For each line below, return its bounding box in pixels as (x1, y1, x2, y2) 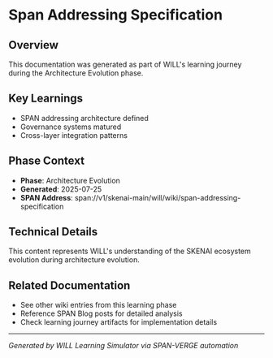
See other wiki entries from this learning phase (19, 300, 177, 310)
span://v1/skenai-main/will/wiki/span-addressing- (74, 192, 241, 202)
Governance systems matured (19, 122, 122, 132)
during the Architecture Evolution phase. (8, 68, 144, 78)
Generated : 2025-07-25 (19, 184, 102, 194)
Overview (8, 38, 59, 52)
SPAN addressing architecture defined (19, 113, 149, 123)
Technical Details (8, 225, 98, 239)
